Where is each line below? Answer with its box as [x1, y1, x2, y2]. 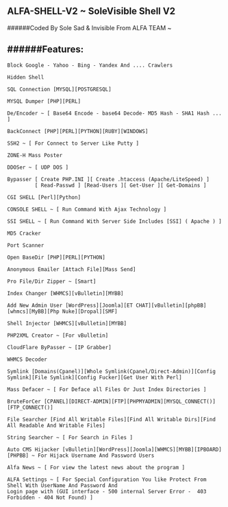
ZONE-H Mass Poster [7, 152, 63, 158]
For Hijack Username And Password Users [37, 452, 155, 459]
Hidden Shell [7, 73, 45, 81]
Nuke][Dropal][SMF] [62, 308, 118, 315]
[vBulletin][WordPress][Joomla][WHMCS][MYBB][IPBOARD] [62, 446, 223, 453]
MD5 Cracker [7, 230, 41, 237]
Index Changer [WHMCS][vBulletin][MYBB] [7, 290, 125, 297]
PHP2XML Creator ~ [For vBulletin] [7, 332, 109, 339]
